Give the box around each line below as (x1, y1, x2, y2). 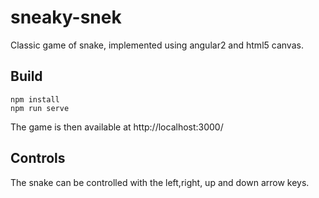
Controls (10, 150, 66, 167)
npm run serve (10, 103, 70, 113)
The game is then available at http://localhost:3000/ (10, 121, 224, 133)
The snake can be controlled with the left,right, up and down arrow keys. (10, 176, 310, 188)
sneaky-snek (10, 6, 122, 29)
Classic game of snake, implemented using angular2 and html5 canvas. (10, 39, 304, 51)
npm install (10, 94, 60, 105)
